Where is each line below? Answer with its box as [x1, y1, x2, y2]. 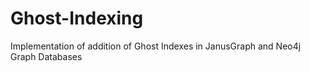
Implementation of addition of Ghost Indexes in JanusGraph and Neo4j [10, 40, 302, 52]
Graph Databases [10, 50, 83, 62]
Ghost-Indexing [10, 7, 144, 30]
